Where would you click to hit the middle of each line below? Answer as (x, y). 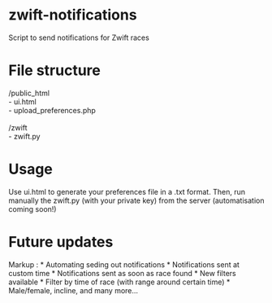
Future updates (61, 242)
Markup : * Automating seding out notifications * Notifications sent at (124, 264)
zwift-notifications (73, 15)
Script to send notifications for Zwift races (79, 37)
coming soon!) (32, 209)
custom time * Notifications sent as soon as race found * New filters (123, 273)
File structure (55, 70)
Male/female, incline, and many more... (73, 290)
